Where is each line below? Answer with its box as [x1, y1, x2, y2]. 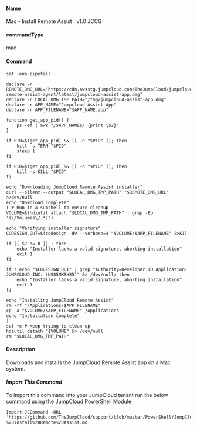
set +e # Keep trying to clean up [6, 323, 91, 329]
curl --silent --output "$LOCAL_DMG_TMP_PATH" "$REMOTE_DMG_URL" [6, 189, 169, 195]
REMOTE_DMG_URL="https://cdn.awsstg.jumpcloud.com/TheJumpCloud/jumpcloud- [6, 86, 195, 92]
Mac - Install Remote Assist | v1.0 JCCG [6, 18, 102, 25]
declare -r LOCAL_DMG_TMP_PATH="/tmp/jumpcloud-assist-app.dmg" [6, 96, 167, 102]
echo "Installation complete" [6, 312, 80, 319]
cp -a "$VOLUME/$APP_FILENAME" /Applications [6, 308, 119, 314]
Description [6, 346, 36, 353]
